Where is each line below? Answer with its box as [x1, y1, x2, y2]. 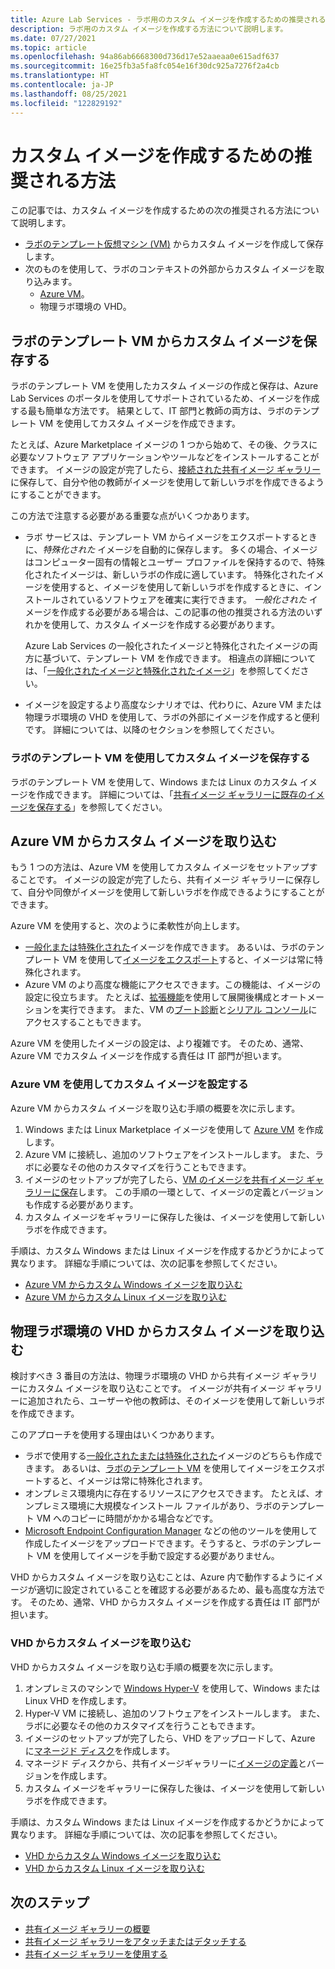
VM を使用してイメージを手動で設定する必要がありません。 [36, 1550, 280, 1562]
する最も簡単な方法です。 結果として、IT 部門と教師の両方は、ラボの [10, 405, 294, 417]
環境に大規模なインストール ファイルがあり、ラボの [68, 1500, 282, 1512]
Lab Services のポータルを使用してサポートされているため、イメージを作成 [10, 392, 320, 405]
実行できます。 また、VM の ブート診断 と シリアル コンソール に [59, 1004, 318, 1016]
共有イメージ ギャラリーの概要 [24, 1922, 151, 1935]
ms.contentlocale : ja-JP [10, 80, 114, 90]
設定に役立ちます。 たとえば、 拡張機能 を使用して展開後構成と [24, 991, 281, 1003]
